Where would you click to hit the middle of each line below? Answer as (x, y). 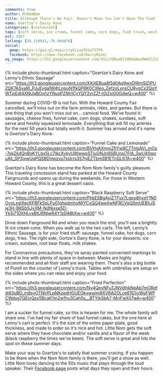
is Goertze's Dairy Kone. (29, 134)
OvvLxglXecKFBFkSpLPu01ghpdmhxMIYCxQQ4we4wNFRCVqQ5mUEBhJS (80, 203)
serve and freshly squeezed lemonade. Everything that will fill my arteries (78, 124)
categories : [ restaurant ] (31, 28)
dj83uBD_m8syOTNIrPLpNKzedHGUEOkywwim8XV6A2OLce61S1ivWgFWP (80, 293)
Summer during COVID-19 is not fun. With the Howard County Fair (71, 103)
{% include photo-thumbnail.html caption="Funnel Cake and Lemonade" (77, 143)
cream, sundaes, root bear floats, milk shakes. (51, 243)
